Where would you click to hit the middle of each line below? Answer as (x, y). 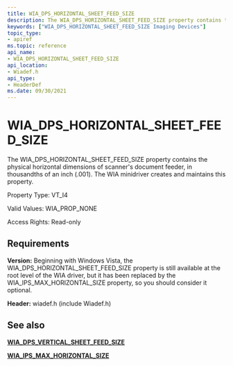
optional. (20, 290)
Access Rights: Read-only (44, 222)
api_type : (21, 78)
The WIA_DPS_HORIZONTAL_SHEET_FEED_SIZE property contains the (107, 160)
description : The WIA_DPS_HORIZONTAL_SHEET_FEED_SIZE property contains (114, 20)
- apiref (20, 40)
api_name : (21, 53)
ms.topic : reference (37, 46)
